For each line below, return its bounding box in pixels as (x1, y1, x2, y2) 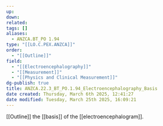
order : (6, 47, 23, 53)
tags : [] (6, 25, 28, 31)
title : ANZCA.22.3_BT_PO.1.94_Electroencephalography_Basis (6, 86, 158, 92)
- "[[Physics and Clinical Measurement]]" (11, 75, 118, 80)
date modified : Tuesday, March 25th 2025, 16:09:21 (6, 96, 136, 102)
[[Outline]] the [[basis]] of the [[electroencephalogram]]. (6, 113, 144, 120)
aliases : (6, 31, 28, 37)
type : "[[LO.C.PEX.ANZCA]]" (6, 42, 76, 48)
